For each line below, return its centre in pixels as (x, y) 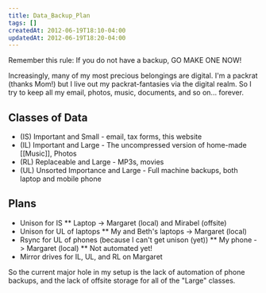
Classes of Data (48, 117)
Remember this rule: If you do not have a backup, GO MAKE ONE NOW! (125, 60)
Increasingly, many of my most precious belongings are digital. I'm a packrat (133, 75)
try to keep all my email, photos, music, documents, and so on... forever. (126, 93)
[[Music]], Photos (48, 154)
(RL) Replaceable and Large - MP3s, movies (92, 162)
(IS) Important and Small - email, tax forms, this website (111, 137)
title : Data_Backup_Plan (49, 15)
